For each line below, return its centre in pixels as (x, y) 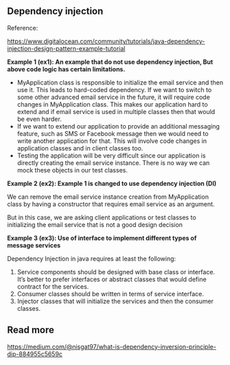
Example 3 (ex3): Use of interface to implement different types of (102, 238)
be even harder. (39, 119)
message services (34, 245)
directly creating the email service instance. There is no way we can (113, 163)
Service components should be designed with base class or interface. (116, 272)
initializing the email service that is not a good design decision (95, 224)
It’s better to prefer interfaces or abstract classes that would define (112, 279)
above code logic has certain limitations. (66, 69)
